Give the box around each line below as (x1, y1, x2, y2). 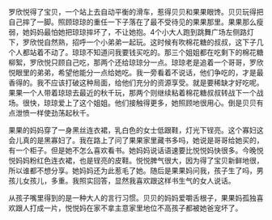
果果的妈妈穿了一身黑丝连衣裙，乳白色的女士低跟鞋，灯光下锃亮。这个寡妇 (8, 125, 257, 135)
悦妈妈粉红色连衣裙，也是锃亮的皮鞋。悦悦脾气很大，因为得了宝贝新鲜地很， (8, 156, 264, 165)
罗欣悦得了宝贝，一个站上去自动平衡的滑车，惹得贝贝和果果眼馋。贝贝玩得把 (8, 7, 264, 16)
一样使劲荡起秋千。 (29, 108, 94, 117)
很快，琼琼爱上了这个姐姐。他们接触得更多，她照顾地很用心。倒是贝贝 (22, 98, 257, 108)
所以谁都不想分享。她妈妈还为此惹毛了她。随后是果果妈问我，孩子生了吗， (8, 166, 257, 176)
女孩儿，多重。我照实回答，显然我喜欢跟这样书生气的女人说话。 (22, 176, 236, 185)
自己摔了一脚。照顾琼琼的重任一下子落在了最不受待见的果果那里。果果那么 (8, 17, 257, 27)
